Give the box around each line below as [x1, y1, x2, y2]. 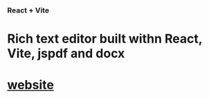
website [7, 77, 54, 93]
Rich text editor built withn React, [7, 31, 203, 47]
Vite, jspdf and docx [7, 46, 125, 61]
